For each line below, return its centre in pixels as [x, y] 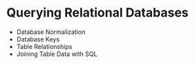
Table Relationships [44, 46]
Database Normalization [51, 32]
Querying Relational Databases [98, 13]
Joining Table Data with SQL [57, 54]
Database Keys [38, 39]
